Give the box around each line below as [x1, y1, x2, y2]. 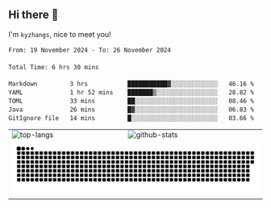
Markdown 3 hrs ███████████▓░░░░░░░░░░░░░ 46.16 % [8, 80, 254, 89]
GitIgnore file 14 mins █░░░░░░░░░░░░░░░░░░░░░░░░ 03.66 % [8, 114, 254, 122]
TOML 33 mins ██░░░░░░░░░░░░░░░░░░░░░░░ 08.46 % [8, 98, 254, 106]
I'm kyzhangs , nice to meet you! [8, 29, 111, 39]
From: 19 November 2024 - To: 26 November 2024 [8, 46, 172, 54]
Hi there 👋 [8, 8, 59, 22]
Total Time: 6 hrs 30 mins [8, 63, 99, 71]
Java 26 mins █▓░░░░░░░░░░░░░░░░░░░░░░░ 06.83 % [8, 106, 254, 114]
